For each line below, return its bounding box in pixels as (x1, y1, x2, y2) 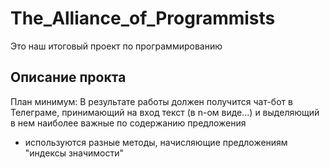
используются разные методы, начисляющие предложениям (24, 136, 288, 148)
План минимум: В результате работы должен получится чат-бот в (10, 95, 293, 107)
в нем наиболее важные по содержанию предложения (10, 117, 247, 129)
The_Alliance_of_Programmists (10, 7, 276, 30)
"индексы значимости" (24, 147, 124, 159)
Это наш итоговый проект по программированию (10, 40, 223, 52)
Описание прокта (10, 69, 127, 86)
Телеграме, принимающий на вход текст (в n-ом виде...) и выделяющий (10, 106, 320, 118)
